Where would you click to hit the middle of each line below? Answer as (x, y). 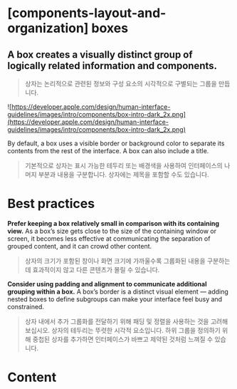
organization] (48, 28)
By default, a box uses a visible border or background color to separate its (116, 143)
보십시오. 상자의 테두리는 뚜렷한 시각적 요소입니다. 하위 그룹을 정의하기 (122, 330)
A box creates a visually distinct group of (100, 55)
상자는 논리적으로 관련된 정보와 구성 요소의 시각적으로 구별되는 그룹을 (121, 84)
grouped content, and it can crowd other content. (80, 246)
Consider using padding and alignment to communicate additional (107, 284)
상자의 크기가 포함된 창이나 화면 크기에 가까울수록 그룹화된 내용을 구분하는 (127, 261)
